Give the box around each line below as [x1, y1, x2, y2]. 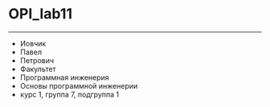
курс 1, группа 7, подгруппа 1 [19, 89, 119, 99]
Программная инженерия [19, 73, 110, 82]
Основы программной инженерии [19, 81, 138, 90]
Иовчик [19, 38, 47, 48]
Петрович [19, 55, 55, 65]
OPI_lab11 [8, 5, 73, 23]
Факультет [19, 64, 56, 73]
